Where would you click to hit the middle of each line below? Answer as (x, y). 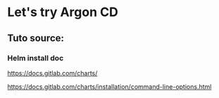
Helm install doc (36, 58)
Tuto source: (36, 38)
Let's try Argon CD (63, 12)
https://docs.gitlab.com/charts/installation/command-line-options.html (109, 86)
